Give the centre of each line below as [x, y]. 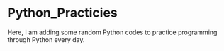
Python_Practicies [63, 13]
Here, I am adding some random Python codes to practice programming [112, 32]
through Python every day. [46, 39]
